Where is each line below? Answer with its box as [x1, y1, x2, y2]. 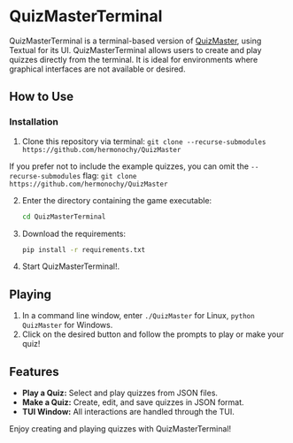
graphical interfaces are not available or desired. [9, 64, 186, 74]
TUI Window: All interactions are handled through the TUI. [21, 407, 235, 416]
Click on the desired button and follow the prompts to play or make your [21, 329, 285, 340]
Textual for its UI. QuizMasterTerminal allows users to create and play [9, 44, 262, 55]
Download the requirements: [21, 228, 127, 239]
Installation [9, 116, 59, 128]
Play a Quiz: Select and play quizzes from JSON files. [21, 387, 219, 398]
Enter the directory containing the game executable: [21, 195, 212, 205]
